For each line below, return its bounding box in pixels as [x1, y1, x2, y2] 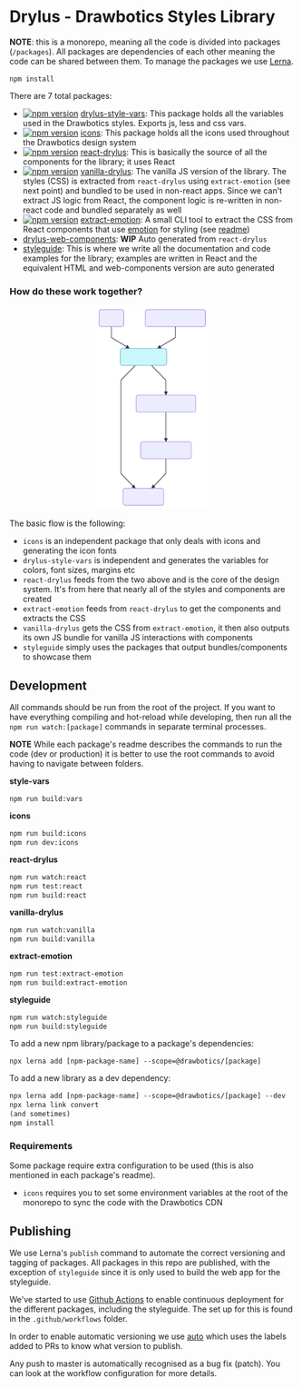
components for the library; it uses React [22, 156, 175, 167]
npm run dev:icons [9, 838, 79, 848]
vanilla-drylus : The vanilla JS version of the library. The [80, 165, 287, 176]
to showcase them [22, 651, 93, 662]
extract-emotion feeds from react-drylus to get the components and [22, 603, 281, 614]
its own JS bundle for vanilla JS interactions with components [22, 632, 254, 643]
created [22, 593, 53, 605]
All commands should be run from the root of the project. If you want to [9, 702, 276, 713]
